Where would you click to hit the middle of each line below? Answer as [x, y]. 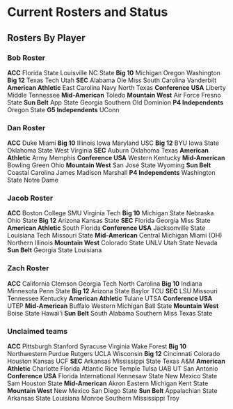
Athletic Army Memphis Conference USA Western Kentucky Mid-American [116, 158]
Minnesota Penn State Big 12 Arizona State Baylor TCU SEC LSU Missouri [112, 291]
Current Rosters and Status [88, 12]
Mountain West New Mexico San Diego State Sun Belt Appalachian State [112, 391]
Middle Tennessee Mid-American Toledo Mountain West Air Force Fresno [114, 95]
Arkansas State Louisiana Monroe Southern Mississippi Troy [93, 399]
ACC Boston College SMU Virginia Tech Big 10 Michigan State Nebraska [111, 213]
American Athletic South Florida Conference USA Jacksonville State [106, 228]
